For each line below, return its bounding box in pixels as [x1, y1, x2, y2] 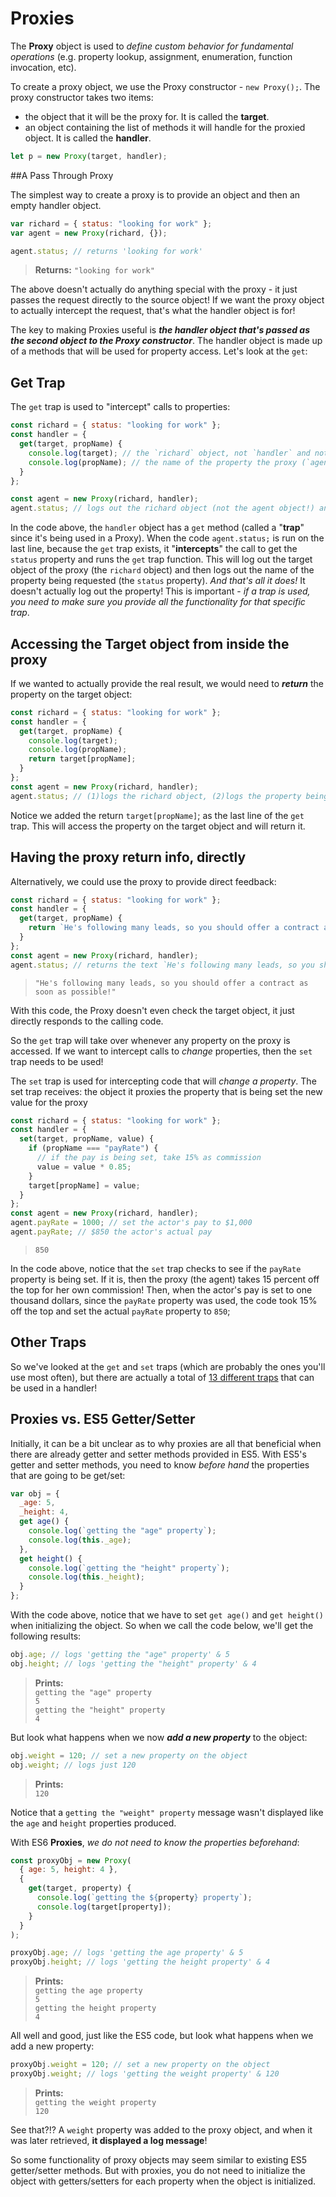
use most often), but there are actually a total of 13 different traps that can [10, 1371, 315, 1383]
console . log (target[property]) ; [36, 1902, 172, 1912]
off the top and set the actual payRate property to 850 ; [10, 1305, 231, 1317]
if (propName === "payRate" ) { [28, 1143, 159, 1154]
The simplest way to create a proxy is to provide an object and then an [10, 188, 301, 201]
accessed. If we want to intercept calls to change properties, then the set [10, 1045, 313, 1057]
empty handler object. [10, 199, 102, 211]
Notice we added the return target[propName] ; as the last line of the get [10, 809, 305, 821]
